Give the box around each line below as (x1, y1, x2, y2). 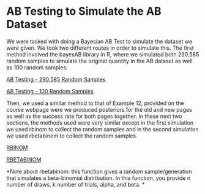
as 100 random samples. (6, 63, 69, 71)
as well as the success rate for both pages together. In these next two (6, 112, 182, 120)
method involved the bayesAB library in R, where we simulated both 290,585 (6, 50, 199, 58)
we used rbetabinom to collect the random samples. (6, 132, 138, 139)
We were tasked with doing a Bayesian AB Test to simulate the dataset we (6, 37, 193, 45)
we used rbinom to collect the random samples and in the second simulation (6, 125, 199, 133)
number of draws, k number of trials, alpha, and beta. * (6, 180, 145, 188)
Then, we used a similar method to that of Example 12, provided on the (6, 99, 185, 107)
